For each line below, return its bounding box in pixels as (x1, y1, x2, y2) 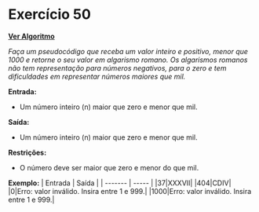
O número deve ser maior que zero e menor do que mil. (19, 163, 199, 172)
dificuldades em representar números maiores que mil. (8, 71, 186, 81)
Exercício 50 (8, 5, 92, 24)
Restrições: (8, 148, 47, 157)
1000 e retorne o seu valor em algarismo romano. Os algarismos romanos (8, 55, 248, 64)
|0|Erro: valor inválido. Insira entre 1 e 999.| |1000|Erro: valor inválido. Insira (8, 186, 252, 196)
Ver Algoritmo (8, 31, 55, 41)
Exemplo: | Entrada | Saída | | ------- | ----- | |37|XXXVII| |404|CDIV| (8, 178, 232, 188)
